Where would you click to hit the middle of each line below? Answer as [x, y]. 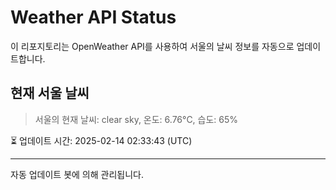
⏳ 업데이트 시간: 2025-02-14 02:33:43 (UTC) [101, 140]
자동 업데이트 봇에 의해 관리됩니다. [77, 174]
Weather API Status [93, 17]
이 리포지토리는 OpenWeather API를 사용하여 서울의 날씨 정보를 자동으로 [152, 46]
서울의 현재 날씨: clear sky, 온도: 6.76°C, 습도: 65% [136, 119]
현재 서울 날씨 [50, 93]
